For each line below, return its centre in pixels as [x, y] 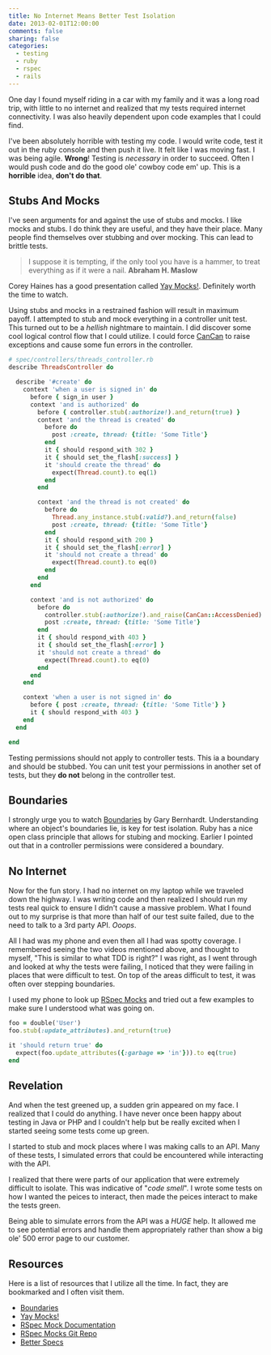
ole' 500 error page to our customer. [69, 1238]
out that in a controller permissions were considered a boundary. [116, 846]
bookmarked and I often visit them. [66, 1292]
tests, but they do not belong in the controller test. [92, 774]
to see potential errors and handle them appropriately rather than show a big [135, 1230]
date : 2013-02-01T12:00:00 [54, 24]
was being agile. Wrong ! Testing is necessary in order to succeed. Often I [131, 158]
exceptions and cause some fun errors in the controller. [101, 345]
